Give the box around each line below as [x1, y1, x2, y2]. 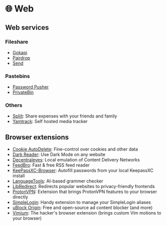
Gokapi [12, 49, 27, 55]
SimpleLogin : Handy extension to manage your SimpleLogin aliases [12, 199, 151, 205]
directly [12, 194, 28, 200]
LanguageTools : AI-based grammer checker [12, 178, 103, 184]
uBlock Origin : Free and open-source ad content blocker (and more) [12, 204, 153, 210]
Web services [5, 23, 49, 31]
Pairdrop [12, 54, 30, 60]
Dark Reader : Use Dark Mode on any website [12, 151, 106, 157]
